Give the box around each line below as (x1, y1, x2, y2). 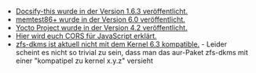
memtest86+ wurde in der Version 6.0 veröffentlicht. (15, 15, 186, 24)
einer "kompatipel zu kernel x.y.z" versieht (15, 56, 153, 65)
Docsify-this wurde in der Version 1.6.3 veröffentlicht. (15, 7, 188, 16)
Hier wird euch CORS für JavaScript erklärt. (15, 31, 157, 40)
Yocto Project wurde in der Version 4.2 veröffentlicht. (15, 23, 188, 32)
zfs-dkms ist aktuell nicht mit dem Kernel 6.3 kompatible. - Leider (15, 40, 228, 49)
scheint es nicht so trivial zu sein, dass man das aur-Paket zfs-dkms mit (15, 48, 249, 57)
